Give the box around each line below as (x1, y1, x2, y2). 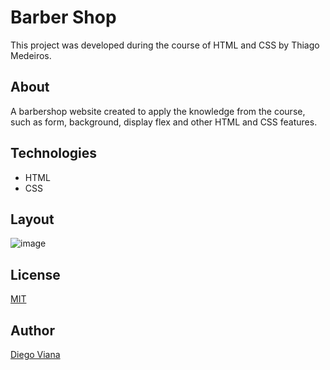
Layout (10, 211, 55, 228)
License (10, 266, 61, 283)
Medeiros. (10, 49, 52, 61)
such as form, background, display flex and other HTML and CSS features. (10, 116, 318, 128)
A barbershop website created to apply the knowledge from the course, (10, 105, 306, 117)
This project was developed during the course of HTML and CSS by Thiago (10, 39, 320, 51)
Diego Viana (10, 349, 61, 360)
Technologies (10, 145, 98, 162)
